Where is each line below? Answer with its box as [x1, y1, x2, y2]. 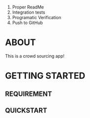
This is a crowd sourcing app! [5, 53, 65, 59]
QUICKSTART [5, 106, 47, 115]
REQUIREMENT [5, 90, 52, 98]
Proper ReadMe [12, 4, 44, 10]
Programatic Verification [12, 15, 62, 20]
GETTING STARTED [5, 71, 86, 81]
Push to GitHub [12, 20, 43, 25]
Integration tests [12, 9, 45, 15]
